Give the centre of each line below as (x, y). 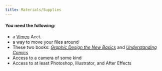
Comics (20, 52)
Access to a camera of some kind (47, 58)
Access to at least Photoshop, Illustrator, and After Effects (72, 63)
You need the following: (30, 26)
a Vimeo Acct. (27, 36)
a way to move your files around (45, 42)
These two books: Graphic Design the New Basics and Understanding (84, 47)
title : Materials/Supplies (33, 10)
